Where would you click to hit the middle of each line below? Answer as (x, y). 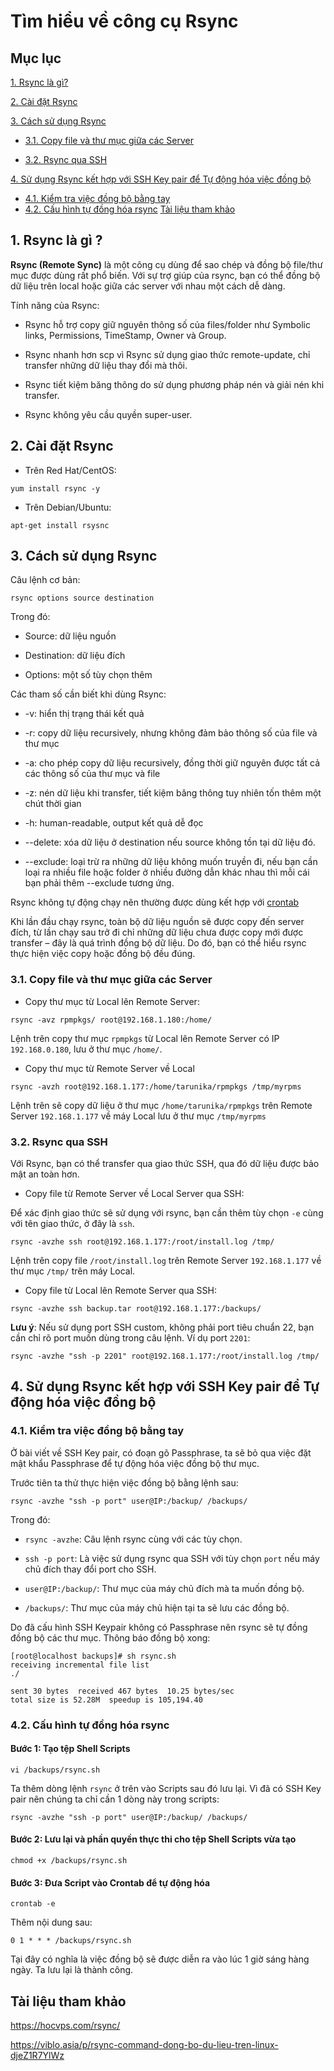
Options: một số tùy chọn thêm (88, 675)
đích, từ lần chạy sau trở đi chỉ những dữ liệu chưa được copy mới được (157, 932)
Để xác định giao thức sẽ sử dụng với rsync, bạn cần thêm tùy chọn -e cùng (167, 1213)
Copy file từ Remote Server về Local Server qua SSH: (134, 1194)
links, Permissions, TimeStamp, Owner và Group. (125, 335)
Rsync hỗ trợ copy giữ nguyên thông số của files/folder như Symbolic (167, 324)
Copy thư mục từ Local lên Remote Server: (112, 1001)
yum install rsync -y (55, 488)
